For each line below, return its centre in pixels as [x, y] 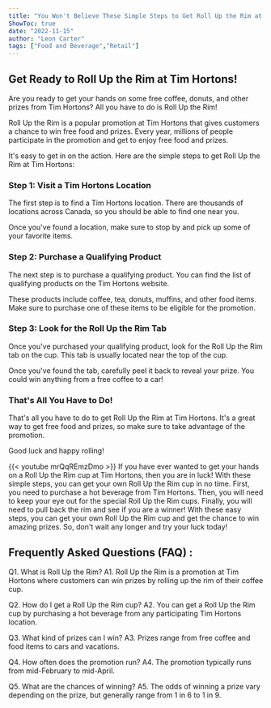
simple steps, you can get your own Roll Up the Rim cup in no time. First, [129, 484]
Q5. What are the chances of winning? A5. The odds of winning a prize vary [134, 686]
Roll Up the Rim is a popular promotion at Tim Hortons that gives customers [134, 122]
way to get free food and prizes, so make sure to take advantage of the [127, 427]
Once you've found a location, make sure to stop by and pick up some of [129, 227]
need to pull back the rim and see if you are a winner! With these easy [125, 510]
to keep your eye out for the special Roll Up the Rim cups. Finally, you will [130, 501]
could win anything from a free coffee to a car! [86, 379]
